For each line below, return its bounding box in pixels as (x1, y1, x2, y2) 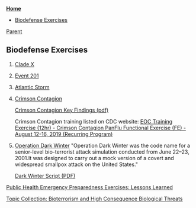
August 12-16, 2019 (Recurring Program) (14, 130, 113, 138)
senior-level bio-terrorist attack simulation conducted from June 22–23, (14, 148, 189, 155)
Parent (6, 28, 23, 35)
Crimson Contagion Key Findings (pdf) (14, 106, 109, 113)
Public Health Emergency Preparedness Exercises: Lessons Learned (6, 183, 173, 191)
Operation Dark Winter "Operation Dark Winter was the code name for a (14, 142, 191, 149)
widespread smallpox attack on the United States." (14, 161, 138, 168)
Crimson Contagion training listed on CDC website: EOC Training (14, 118, 173, 125)
